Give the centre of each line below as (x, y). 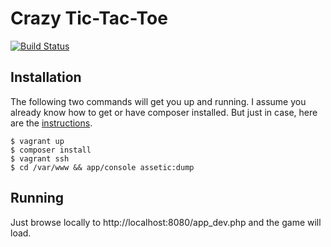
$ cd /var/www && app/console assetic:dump (102, 167)
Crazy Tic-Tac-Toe (89, 18)
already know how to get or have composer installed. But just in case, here (164, 112)
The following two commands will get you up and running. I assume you (158, 101)
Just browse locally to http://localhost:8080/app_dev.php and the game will (166, 222)
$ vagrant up (37, 141)
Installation (46, 77)
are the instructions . (51, 123)
